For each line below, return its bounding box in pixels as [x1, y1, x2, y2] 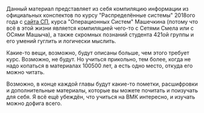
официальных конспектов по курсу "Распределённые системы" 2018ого [6, 12, 195, 19]
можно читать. [6, 69, 45, 75]
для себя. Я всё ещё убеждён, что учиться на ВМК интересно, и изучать [6, 94, 195, 100]
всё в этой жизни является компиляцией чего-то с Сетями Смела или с [6, 24, 194, 32]
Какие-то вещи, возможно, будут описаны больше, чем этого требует [6, 49, 190, 56]
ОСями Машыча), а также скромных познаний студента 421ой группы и [6, 31, 194, 38]
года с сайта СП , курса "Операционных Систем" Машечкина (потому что [6, 18, 199, 25]
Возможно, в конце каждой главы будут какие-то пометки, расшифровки [6, 80, 198, 87]
